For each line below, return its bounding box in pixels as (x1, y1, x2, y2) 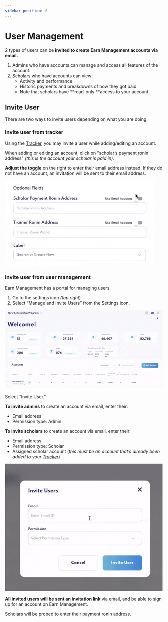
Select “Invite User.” (5, 393, 46, 400)
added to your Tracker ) (12, 453, 61, 460)
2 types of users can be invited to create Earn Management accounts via (5, 47, 158, 53)
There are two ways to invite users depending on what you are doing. (5, 116, 148, 122)
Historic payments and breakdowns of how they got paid (19, 83, 137, 89)
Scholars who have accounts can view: (12, 73, 93, 79)
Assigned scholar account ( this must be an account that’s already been (12, 448, 160, 454)
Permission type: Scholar (12, 443, 64, 449)
